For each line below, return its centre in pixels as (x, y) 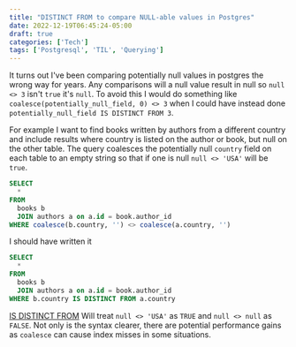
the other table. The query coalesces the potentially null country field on (140, 149)
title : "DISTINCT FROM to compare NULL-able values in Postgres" (132, 17)
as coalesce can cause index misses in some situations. (110, 334)
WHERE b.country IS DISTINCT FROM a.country (92, 298)
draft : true (31, 34)
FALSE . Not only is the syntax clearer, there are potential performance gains (145, 325)
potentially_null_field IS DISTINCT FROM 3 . (91, 113)
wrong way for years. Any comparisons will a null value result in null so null (147, 85)
